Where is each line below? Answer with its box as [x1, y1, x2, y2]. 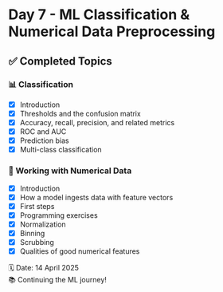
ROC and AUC [19, 127, 67, 136]
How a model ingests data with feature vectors [19, 192, 174, 202]
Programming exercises [19, 210, 98, 220]
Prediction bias [19, 136, 69, 145]
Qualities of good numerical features [19, 246, 140, 256]
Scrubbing [19, 237, 54, 247]
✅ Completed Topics [8, 54, 113, 68]
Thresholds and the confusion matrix [19, 109, 141, 118]
